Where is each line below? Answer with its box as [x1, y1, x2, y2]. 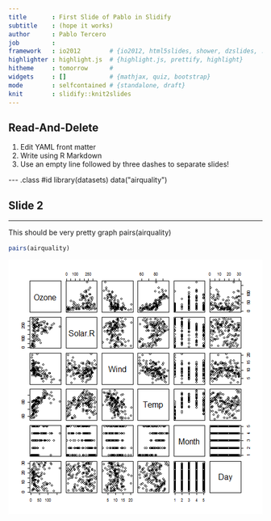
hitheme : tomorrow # [8, 65, 114, 73]
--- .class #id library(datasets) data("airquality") [8, 175, 168, 185]
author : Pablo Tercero [8, 30, 106, 38]
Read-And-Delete [8, 121, 99, 134]
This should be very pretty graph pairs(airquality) [8, 227, 172, 238]
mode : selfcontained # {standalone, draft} [8, 81, 186, 89]
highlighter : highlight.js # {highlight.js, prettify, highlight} [8, 56, 244, 64]
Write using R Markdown [19, 150, 102, 161]
